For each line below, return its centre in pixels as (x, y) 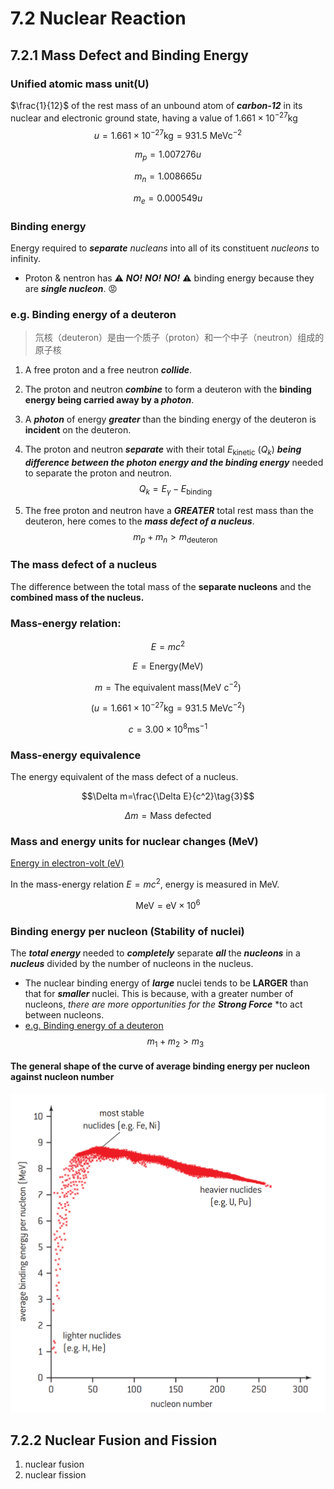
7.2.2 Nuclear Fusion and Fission (114, 1440)
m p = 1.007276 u (168, 155)
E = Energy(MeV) (168, 666)
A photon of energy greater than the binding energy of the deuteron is (170, 419)
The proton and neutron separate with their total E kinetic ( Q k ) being (163, 450)
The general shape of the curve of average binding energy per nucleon (160, 1066)
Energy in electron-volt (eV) (67, 863)
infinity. (26, 258)
